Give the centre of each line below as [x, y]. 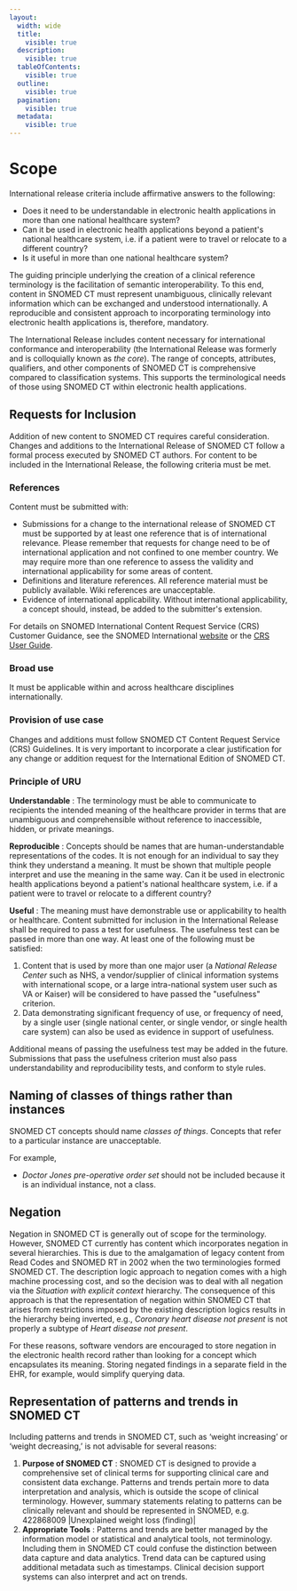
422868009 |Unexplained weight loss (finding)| [109, 1520]
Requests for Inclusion [73, 415]
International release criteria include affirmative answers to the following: [142, 193]
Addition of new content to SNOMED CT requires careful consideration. [140, 436]
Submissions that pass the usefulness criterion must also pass [123, 1058]
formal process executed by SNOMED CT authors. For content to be [133, 455]
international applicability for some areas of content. [117, 572]
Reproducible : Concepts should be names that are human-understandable [147, 846]
